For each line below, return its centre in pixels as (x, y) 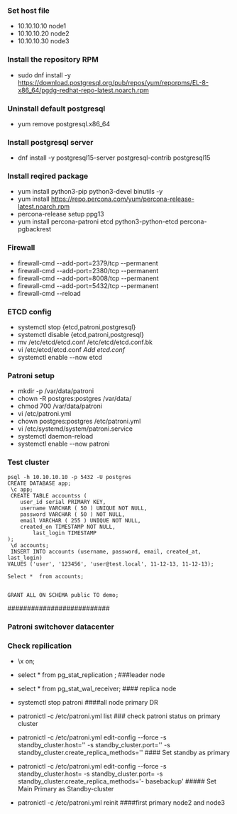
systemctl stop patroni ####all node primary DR (88, 702)
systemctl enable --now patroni (64, 444)
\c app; (22, 489)
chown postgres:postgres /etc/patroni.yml (79, 422)
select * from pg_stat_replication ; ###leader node (91, 675)
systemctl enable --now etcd (60, 358)
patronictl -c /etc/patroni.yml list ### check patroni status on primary (119, 716)
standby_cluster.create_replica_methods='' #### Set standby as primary (124, 752)
